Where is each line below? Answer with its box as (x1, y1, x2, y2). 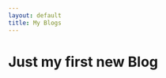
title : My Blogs (8, 19, 62, 27)
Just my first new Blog (8, 53, 158, 71)
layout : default (8, 11, 62, 20)
